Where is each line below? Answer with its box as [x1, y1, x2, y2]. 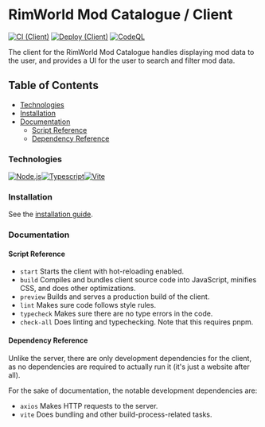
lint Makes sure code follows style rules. [19, 301, 157, 310]
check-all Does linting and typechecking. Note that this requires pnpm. [19, 317, 254, 327]
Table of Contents [8, 79, 99, 92]
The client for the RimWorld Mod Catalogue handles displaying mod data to [8, 47, 255, 56]
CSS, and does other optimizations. [19, 284, 136, 293]
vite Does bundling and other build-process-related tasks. [19, 410, 212, 419]
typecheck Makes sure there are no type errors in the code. [19, 309, 213, 319]
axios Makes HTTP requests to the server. [19, 401, 158, 410]
